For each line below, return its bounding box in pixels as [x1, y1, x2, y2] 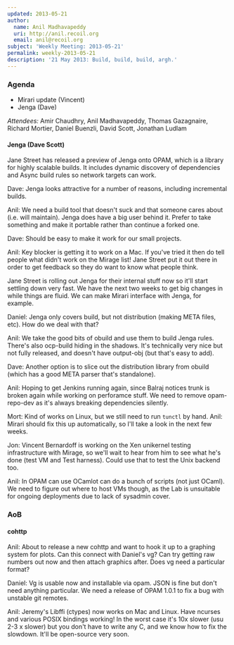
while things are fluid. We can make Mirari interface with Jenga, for [7, 292, 202, 300]
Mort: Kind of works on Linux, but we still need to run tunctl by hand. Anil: [7, 412, 223, 421]
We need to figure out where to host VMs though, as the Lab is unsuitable [7, 484, 221, 493]
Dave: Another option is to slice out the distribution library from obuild [7, 362, 209, 371]
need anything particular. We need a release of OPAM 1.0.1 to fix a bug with [7, 586, 224, 595]
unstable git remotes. [7, 594, 69, 603]
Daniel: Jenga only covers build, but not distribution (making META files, [7, 313, 216, 321]
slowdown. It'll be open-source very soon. [7, 630, 130, 639]
